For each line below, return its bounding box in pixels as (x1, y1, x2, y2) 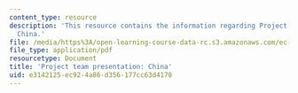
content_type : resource (9, 12, 98, 22)
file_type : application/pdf (9, 46, 114, 55)
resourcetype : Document (9, 54, 98, 63)
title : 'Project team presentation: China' (9, 63, 173, 72)
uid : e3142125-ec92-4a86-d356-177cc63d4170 (9, 71, 173, 80)
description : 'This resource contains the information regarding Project (9, 21, 288, 30)
